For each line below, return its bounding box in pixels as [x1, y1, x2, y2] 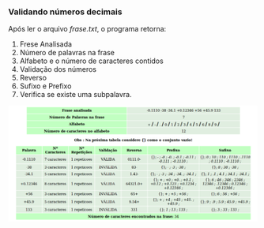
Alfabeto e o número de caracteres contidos [19, 56, 164, 65]
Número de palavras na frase [19, 48, 115, 58]
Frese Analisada [19, 39, 73, 49]
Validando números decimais [8, 6, 123, 17]
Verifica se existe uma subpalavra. [19, 90, 132, 99]
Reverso [19, 73, 47, 83]
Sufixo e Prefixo [19, 81, 72, 91]
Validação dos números [19, 65, 97, 74]
